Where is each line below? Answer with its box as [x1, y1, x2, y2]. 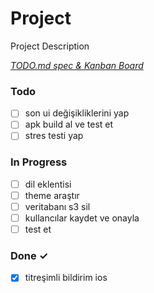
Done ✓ [10, 248, 49, 262]
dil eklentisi [24, 178, 72, 190]
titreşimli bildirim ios [24, 272, 108, 284]
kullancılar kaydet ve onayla [24, 212, 140, 224]
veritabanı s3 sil [24, 200, 91, 212]
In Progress [10, 155, 68, 169]
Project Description [10, 40, 90, 52]
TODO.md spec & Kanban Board [10, 59, 144, 71]
